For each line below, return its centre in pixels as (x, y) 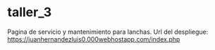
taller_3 (30, 12)
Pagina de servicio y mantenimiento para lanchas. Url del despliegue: (108, 32)
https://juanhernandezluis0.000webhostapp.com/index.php (94, 39)
